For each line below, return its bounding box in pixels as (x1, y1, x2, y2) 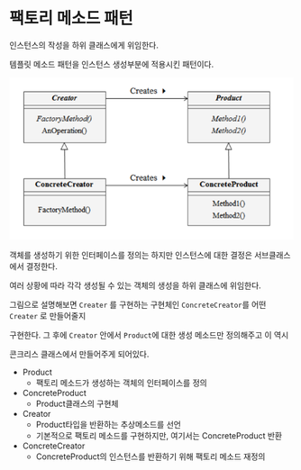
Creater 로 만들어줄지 (9, 311, 87, 321)
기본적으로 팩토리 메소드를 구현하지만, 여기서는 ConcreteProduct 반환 (35, 430, 282, 441)
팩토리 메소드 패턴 (9, 8, 133, 29)
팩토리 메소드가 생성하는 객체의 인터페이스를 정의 (35, 377, 207, 388)
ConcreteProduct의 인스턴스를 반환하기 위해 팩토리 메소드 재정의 (35, 451, 266, 462)
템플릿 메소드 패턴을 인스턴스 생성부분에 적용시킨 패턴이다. (9, 59, 214, 69)
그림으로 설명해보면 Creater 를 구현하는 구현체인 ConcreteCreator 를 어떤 (9, 299, 267, 311)
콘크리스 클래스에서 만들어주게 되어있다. (9, 348, 150, 360)
